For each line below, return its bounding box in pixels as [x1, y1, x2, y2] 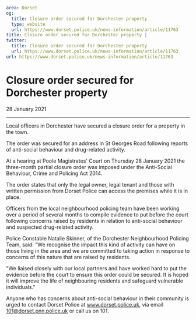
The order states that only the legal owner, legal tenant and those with [6, 181, 174, 188]
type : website [11, 21, 45, 27]
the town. [6, 128, 29, 135]
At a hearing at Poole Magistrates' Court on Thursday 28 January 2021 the [6, 157, 185, 164]
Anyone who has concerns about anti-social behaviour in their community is [6, 295, 190, 302]
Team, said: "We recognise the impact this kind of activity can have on [6, 241, 176, 248]
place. [6, 193, 22, 201]
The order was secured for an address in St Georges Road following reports [6, 140, 188, 147]
